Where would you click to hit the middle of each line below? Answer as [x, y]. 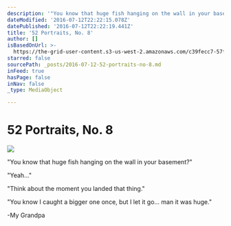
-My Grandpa [26, 215]
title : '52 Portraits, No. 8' [51, 33]
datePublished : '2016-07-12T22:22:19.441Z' [70, 26]
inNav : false [26, 84]
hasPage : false [29, 77]
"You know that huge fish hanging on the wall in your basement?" [100, 162]
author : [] [23, 39]
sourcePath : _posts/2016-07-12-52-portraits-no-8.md [84, 65]
